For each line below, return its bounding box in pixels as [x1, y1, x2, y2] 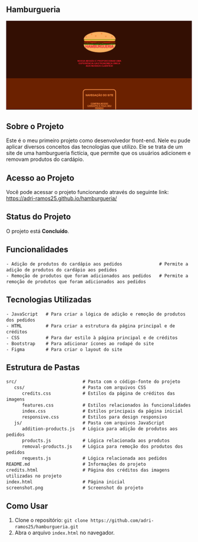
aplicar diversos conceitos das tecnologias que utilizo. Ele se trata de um [6, 143, 183, 150]
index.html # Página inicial [6, 479, 126, 485]
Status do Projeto [6, 212, 71, 222]
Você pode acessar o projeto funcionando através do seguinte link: [6, 189, 169, 196]
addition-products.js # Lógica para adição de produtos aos [21, 426, 178, 432]
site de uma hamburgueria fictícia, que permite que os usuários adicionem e [6, 150, 191, 157]
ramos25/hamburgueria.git [14, 524, 78, 530]
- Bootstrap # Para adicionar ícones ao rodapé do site [6, 340, 154, 347]
